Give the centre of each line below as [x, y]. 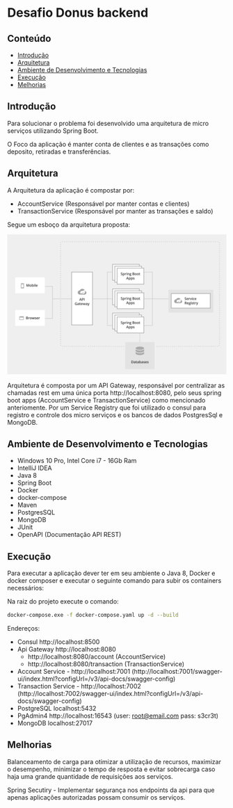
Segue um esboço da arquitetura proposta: [69, 225]
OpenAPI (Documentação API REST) [69, 535]
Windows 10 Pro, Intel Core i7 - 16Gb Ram [77, 461]
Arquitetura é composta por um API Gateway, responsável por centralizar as [116, 385]
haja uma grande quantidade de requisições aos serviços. [90, 776]
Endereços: [24, 629]
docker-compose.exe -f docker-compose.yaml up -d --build [93, 615]
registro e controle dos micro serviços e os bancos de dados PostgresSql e [115, 414]
